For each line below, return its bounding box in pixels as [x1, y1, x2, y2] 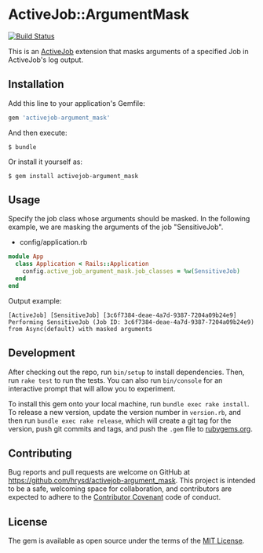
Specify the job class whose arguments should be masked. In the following [8, 214, 250, 224]
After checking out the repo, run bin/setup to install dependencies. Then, [8, 367, 245, 377]
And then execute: [8, 128, 68, 137]
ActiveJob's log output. [8, 55, 84, 64]
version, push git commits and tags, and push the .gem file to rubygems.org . [8, 424, 254, 433]
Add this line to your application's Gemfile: [8, 98, 145, 107]
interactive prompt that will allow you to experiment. [8, 384, 176, 393]
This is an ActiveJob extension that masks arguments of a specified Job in [8, 46, 249, 56]
